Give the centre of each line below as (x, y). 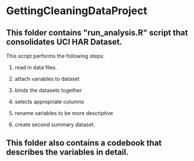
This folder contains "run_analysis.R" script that (97, 33)
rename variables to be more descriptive (64, 113)
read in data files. (36, 67)
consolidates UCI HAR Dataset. (64, 42)
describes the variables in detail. (68, 152)
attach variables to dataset (47, 79)
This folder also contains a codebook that (84, 143)
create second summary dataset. (55, 124)
